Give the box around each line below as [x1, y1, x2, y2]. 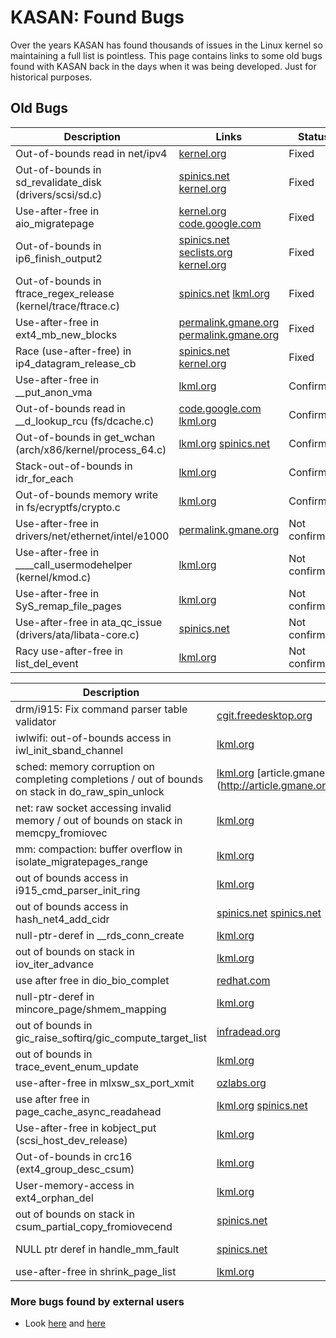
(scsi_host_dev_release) [15, 1133, 128, 1147]
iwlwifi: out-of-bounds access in [15, 731, 172, 745]
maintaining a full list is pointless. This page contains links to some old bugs [10, 49, 323, 61]
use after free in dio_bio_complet [15, 973, 170, 987]
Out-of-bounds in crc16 [15, 1149, 133, 1163]
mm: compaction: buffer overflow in [15, 842, 183, 856]
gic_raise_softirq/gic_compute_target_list [15, 1031, 207, 1045]
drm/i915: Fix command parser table [15, 702, 188, 716]
